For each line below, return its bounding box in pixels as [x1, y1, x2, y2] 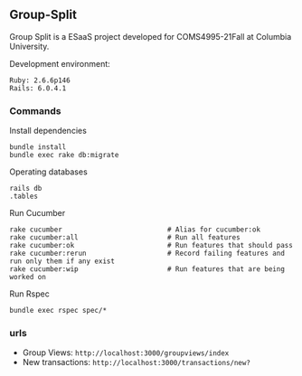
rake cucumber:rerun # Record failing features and [9, 249, 285, 258]
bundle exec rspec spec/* [9, 306, 107, 315]
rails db [9, 184, 42, 193]
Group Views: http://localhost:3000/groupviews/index [22, 347, 230, 358]
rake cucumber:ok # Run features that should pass [9, 241, 294, 250]
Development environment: [9, 58, 110, 69]
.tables [9, 192, 39, 202]
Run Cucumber [9, 208, 66, 219]
